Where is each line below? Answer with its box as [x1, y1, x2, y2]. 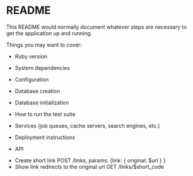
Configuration [14, 76, 49, 83]
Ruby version [14, 53, 48, 60]
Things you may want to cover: [6, 41, 82, 48]
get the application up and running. [6, 29, 92, 36]
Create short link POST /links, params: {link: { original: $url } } [14, 156, 166, 164]
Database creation [14, 87, 61, 94]
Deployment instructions [14, 134, 76, 141]
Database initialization [14, 99, 70, 106]
